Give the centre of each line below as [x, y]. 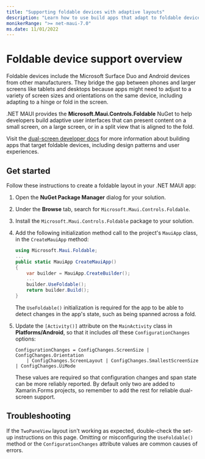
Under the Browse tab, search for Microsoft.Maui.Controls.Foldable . [103, 209]
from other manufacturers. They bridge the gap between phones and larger [101, 82]
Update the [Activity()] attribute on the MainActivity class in [94, 326]
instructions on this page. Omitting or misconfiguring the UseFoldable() [104, 437]
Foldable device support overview [95, 59]
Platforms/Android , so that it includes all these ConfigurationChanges [103, 332]
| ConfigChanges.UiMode [45, 366]
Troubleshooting [39, 416]
